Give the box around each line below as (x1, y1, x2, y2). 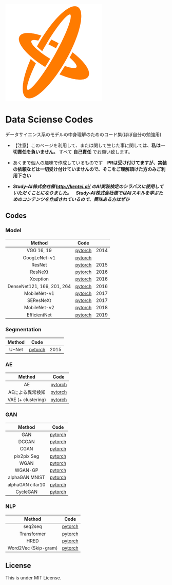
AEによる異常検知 (8, 389, 46, 395)
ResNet (31, 261, 47, 268)
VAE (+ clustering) (7, 397, 46, 403)
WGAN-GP (14, 467, 39, 474)
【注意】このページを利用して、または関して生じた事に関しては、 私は (12, 142, 161, 148)
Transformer (20, 531, 46, 537)
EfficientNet (26, 312, 52, 318)
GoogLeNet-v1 (23, 254, 56, 260)
